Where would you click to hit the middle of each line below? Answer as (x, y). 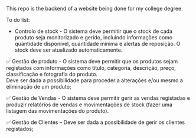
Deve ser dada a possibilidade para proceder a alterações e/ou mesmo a (94, 80)
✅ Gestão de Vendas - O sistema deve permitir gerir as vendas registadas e (98, 98)
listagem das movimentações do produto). (58, 111)
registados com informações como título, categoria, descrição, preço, (91, 68)
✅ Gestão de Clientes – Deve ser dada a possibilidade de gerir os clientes (95, 122)
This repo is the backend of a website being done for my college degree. (94, 9)
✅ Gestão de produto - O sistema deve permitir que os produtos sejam (92, 61)
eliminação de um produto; (39, 87)
